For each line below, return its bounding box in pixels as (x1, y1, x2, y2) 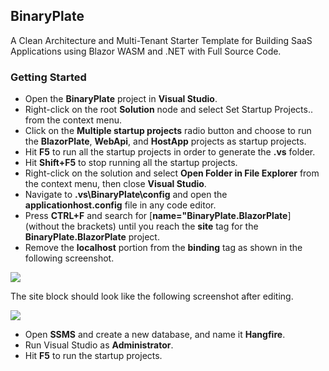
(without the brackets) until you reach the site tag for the (24, 220, 259, 233)
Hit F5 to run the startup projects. (24, 350, 163, 362)
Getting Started (10, 70, 87, 84)
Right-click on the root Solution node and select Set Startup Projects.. (24, 104, 313, 116)
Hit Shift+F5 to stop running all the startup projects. (24, 157, 238, 169)
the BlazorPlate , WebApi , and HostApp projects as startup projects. (24, 135, 307, 148)
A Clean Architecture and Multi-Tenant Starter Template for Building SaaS (10, 34, 313, 46)
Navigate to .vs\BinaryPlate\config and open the (24, 189, 228, 201)
